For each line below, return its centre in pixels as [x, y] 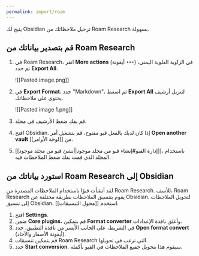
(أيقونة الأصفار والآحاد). [40, 234]
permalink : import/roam [36, 12]
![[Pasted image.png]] [42, 80]
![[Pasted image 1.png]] [44, 110]
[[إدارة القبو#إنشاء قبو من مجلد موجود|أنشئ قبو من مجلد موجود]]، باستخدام [99, 151]
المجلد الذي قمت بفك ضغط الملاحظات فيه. [63, 157]
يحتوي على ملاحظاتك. [39, 98]
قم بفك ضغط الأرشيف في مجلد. [51, 121]
